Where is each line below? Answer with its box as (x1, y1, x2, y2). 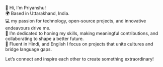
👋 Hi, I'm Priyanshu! (5, 5, 46, 10)
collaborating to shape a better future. (5, 35, 84, 41)
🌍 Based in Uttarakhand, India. (5, 10, 69, 16)
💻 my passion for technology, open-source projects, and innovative (5, 18, 146, 23)
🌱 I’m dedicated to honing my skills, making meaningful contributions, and (5, 30, 158, 36)
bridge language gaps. (5, 46, 52, 52)
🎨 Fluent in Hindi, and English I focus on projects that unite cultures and (5, 41, 153, 47)
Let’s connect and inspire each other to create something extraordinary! (5, 56, 154, 62)
